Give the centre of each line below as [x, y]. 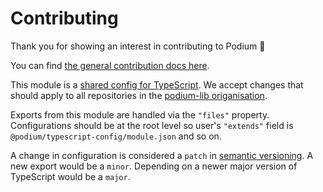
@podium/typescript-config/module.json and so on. [116, 136]
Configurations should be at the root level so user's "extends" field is [152, 125]
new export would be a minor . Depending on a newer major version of [154, 166]
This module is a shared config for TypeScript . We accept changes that [157, 84]
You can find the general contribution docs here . [110, 65]
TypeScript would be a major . [70, 176]
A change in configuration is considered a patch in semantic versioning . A [162, 155]
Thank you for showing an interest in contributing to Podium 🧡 [138, 46]
